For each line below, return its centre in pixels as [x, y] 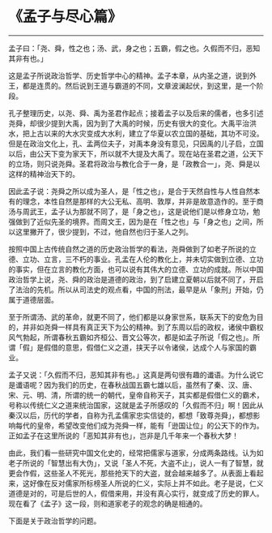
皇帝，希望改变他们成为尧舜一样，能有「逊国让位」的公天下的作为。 [150, 425]
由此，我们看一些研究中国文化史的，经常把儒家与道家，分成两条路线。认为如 [136, 453]
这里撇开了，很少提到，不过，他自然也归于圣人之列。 [104, 231]
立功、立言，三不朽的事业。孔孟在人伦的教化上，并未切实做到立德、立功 [143, 259]
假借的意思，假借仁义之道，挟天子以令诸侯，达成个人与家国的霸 [150, 347]
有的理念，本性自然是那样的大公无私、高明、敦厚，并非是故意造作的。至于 [132, 201]
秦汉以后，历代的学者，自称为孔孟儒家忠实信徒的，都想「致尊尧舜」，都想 [131, 415]
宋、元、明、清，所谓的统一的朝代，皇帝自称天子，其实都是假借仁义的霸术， [136, 395]
